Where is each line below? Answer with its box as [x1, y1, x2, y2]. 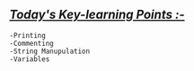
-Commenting [9, 39, 54, 48]
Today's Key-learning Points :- [9, 7, 186, 22]
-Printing [9, 31, 47, 40]
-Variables [9, 54, 50, 64]
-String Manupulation [9, 47, 91, 56]
